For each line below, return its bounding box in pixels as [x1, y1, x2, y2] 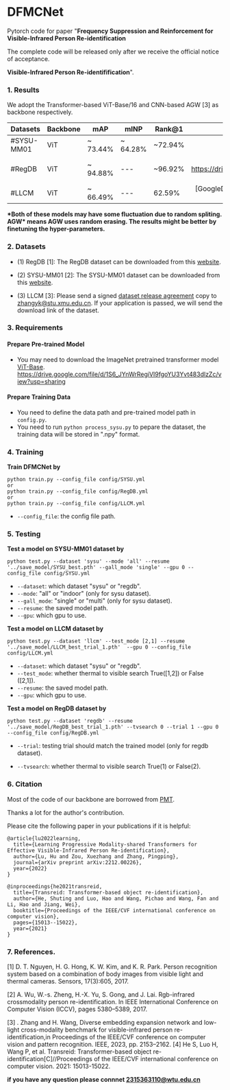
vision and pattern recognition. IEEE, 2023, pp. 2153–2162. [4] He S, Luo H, [7, 1041, 218, 1049]
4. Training [7, 447, 44, 456]
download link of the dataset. [16, 306, 99, 314]
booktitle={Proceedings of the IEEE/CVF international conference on [13, 907, 216, 914]
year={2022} [13, 865, 48, 872]
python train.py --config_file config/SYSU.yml [7, 476, 146, 483]
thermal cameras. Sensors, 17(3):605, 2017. [7, 977, 129, 986]
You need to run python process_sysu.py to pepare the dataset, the [16, 423, 207, 431]
